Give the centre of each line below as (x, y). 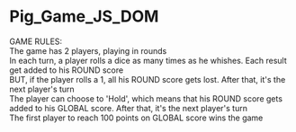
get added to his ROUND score (67, 70)
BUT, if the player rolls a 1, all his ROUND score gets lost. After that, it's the (148, 79)
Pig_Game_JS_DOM (84, 17)
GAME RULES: (36, 41)
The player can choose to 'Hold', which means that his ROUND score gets (146, 98)
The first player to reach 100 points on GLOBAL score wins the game (136, 118)
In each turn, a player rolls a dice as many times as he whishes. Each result (148, 60)
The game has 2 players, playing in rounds (88, 50)
